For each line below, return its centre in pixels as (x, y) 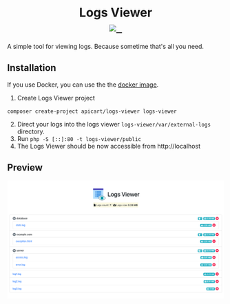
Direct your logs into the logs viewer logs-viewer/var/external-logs (114, 124)
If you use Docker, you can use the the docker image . (83, 85)
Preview (25, 167)
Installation (32, 68)
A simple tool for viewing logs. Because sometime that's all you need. (106, 46)
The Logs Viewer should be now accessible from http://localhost (109, 146)
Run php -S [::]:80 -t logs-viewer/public (79, 138)
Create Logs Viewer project (56, 98)
